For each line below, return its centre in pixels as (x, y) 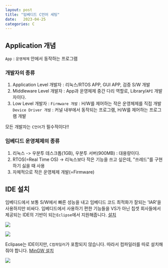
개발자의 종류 (20, 72)
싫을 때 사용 (33, 165)
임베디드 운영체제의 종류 (33, 141)
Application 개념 (31, 46)
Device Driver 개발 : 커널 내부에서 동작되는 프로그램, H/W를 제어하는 (80, 110)
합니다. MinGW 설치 (34, 251)
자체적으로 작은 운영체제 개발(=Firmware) (53, 172)
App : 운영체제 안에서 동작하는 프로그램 (41, 59)
